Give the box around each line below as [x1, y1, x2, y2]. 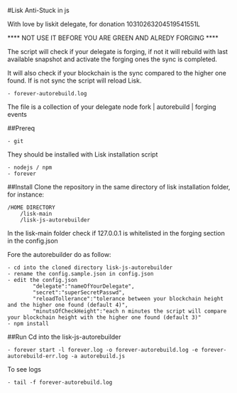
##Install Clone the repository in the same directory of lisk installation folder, [7, 183, 231, 191]
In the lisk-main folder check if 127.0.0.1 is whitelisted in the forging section [7, 229, 225, 237]
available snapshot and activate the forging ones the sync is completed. [7, 55, 218, 63]
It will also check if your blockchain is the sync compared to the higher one [7, 69, 227, 77]
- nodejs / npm [7, 164, 53, 171]
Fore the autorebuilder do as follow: [7, 251, 111, 258]
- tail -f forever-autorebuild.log [7, 379, 113, 386]
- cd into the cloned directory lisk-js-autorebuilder [7, 264, 173, 271]
